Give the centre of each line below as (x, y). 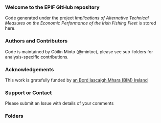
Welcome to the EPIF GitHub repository (52, 7)
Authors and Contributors (36, 41)
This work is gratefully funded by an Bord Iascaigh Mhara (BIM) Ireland (76, 80)
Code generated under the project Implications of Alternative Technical (77, 18)
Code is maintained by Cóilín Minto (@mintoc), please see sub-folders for (79, 51)
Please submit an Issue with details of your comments (59, 103)
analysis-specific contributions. (37, 57)
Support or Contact (29, 93)
